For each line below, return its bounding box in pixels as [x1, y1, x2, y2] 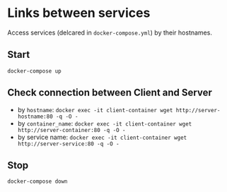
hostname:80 [17, 113, 53, 120]
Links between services [7, 5, 151, 21]
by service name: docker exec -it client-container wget [17, 133, 187, 141]
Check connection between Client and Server [7, 87, 212, 99]
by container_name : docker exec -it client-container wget [17, 119, 192, 128]
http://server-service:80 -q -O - [17, 140, 120, 148]
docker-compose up [7, 67, 62, 75]
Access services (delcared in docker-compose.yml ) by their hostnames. [7, 28, 212, 37]
